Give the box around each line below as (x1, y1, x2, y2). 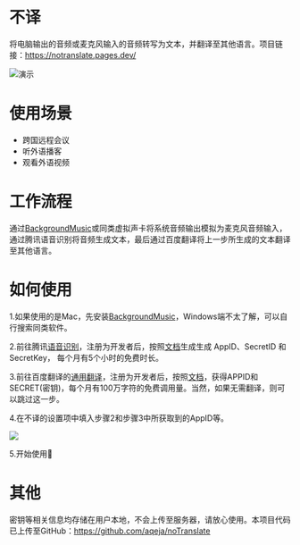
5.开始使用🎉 (9, 448, 54, 459)
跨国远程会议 (21, 134, 70, 145)
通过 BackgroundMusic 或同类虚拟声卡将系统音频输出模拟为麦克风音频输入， (9, 222, 287, 233)
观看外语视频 (21, 156, 70, 167)
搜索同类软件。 (16, 322, 72, 332)
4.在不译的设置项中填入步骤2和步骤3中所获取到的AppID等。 (9, 412, 229, 423)
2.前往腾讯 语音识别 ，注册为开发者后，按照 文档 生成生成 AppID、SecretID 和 (9, 340, 287, 352)
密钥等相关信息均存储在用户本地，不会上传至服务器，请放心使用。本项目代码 (9, 514, 291, 524)
